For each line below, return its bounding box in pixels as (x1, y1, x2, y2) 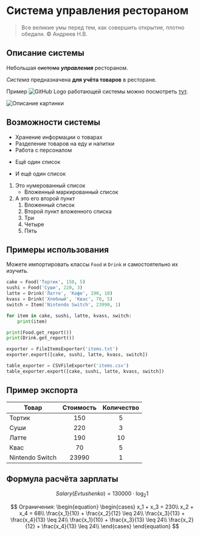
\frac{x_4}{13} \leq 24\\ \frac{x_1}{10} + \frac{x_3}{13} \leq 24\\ (10, 516, 168, 524)
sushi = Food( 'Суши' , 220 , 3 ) (6, 284, 83, 291)
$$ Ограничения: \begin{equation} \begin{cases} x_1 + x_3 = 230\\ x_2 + (10, 503, 194, 510)
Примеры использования (6, 244, 109, 255)
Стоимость (62, 403, 97, 412)
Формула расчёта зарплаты (6, 473, 119, 484)
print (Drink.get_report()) (6, 335, 75, 341)
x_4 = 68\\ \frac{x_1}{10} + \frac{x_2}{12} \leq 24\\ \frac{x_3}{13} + (19, 510, 185, 517)
